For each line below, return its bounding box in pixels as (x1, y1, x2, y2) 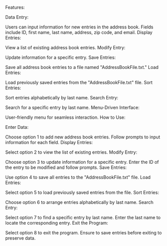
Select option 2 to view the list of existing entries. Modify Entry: (5, 149, 138, 155)
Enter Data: (5, 124, 29, 130)
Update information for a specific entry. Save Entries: (5, 54, 116, 60)
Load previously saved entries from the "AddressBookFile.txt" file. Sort (5, 80, 153, 85)
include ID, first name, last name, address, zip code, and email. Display (5, 29, 153, 35)
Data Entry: (5, 14, 29, 20)
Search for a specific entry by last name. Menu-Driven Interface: (5, 104, 140, 111)
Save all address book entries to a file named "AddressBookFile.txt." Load (5, 64, 159, 70)
